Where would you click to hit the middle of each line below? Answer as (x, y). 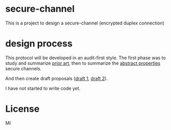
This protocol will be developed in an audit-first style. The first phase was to (85, 58)
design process (39, 44)
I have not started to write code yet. (43, 88)
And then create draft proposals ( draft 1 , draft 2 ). (57, 78)
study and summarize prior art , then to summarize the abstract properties (83, 63)
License (23, 109)
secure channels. (24, 68)
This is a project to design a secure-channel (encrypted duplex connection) (85, 23)
